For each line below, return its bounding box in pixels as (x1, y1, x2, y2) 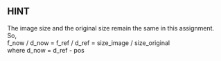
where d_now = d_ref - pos (7, 46, 85, 54)
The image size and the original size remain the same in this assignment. (7, 24, 215, 32)
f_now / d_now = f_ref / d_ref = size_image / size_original (7, 38, 170, 47)
